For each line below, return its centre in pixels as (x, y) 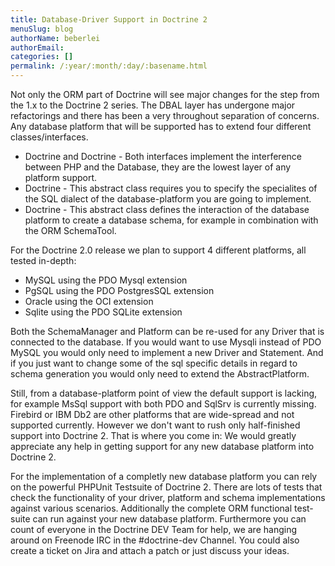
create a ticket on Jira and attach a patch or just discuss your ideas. (150, 550)
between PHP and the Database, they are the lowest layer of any (158, 167)
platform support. (61, 177)
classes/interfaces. (49, 137)
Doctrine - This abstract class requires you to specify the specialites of (171, 188)
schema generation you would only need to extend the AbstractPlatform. (160, 374)
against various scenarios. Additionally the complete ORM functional (151, 508)
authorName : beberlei (55, 38)
